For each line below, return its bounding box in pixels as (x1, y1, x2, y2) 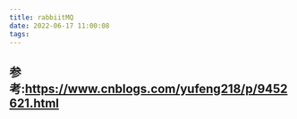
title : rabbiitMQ (9, 12, 74, 22)
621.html (9, 95, 60, 111)
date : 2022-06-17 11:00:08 (9, 21, 110, 30)
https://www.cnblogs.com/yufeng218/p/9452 (25, 81, 288, 96)
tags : (9, 29, 30, 38)
